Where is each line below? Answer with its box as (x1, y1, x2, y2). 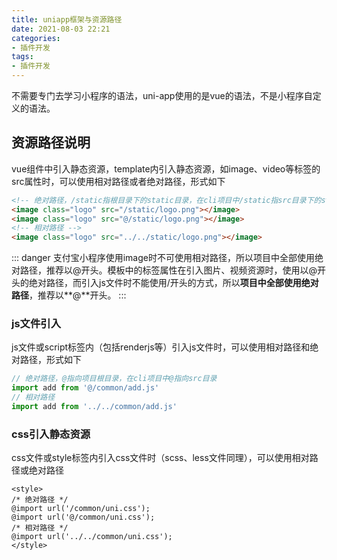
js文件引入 (11, 317, 62, 331)
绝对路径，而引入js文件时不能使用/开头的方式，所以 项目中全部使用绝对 (28, 277, 319, 289)
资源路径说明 (11, 134, 91, 151)
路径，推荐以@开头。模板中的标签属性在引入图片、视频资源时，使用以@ (19, 264, 318, 276)
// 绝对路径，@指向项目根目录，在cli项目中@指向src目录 (11, 374, 218, 384)
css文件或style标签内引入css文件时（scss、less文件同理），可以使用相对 (11, 452, 310, 464)
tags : (11, 52, 34, 62)
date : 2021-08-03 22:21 (11, 24, 111, 34)
